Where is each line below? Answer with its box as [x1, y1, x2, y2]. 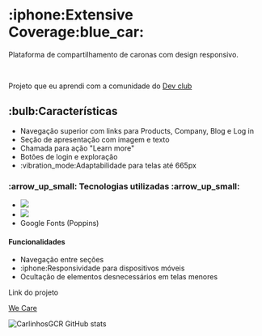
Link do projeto [8, 287, 59, 297]
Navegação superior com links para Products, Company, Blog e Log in [19, 125, 255, 135]
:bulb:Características [8, 104, 118, 118]
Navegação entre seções [19, 255, 104, 265]
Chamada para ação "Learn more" [19, 143, 135, 153]
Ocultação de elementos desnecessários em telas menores [19, 272, 218, 282]
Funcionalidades [8, 236, 66, 246]
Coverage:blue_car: [8, 23, 144, 41]
